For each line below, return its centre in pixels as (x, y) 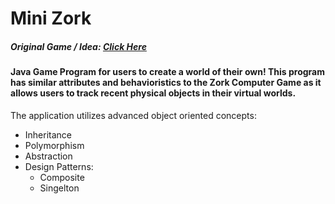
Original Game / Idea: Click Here (78, 46)
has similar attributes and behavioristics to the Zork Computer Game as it (166, 83)
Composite (62, 177)
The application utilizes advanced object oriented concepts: (133, 115)
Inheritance (48, 134)
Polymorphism (54, 145)
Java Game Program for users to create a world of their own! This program (167, 72)
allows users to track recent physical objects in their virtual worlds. (153, 93)
